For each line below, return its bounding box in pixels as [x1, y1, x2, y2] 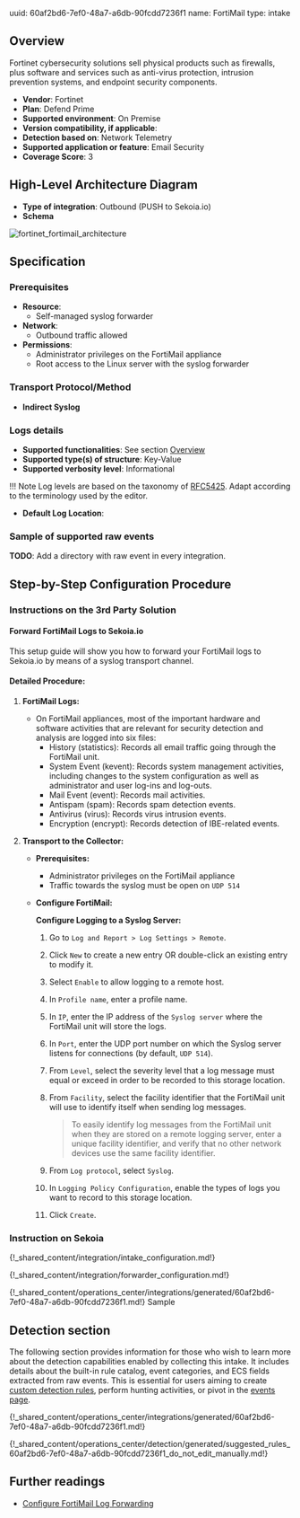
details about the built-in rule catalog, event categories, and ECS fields [9, 1365, 270, 1377]
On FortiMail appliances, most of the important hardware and [35, 713, 261, 724]
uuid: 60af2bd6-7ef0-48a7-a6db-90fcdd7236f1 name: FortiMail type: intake [9, 8, 291, 18]
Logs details [9, 424, 64, 437]
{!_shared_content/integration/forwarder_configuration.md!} [9, 1270, 230, 1281]
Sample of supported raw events [9, 530, 155, 543]
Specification [9, 254, 86, 269]
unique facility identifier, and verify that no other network [71, 1138, 282, 1149]
